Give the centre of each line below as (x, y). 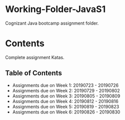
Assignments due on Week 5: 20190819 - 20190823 (66, 106)
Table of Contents (34, 73)
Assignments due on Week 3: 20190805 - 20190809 (66, 96)
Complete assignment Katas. (35, 57)
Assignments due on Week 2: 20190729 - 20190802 (66, 90)
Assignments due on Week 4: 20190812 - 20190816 (65, 101)
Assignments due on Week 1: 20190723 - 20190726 (65, 85)
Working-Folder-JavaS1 (55, 9)
